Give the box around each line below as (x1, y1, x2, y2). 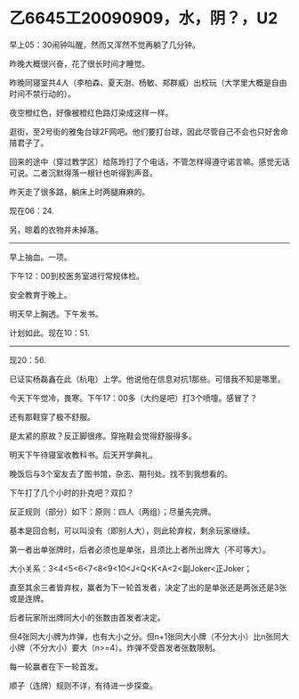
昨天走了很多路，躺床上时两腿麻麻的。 (9, 186, 149, 197)
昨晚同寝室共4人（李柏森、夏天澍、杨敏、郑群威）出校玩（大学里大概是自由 (9, 77, 287, 87)
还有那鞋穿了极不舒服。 (9, 411, 95, 422)
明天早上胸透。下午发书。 (9, 308, 103, 319)
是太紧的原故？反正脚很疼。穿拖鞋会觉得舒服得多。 (9, 430, 197, 441)
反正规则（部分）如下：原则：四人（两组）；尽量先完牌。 (9, 506, 216, 517)
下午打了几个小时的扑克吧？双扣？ (9, 487, 134, 498)
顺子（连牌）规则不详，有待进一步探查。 (9, 679, 158, 691)
